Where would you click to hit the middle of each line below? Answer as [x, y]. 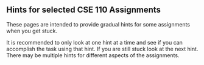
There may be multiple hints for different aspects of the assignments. [93, 55]
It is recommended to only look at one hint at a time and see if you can [94, 42]
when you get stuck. [32, 31]
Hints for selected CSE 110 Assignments [84, 10]
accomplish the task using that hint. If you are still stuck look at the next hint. [102, 49]
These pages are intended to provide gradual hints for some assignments [98, 24]
